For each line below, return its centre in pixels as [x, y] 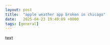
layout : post [19, 10]
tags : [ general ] [22, 24]
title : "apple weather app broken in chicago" [55, 14]
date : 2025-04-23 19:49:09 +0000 [42, 19]
